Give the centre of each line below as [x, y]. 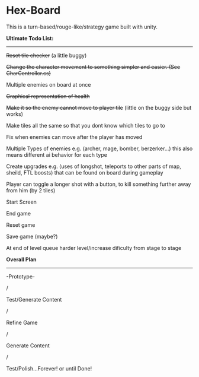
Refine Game [22, 322]
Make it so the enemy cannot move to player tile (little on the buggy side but [99, 107]
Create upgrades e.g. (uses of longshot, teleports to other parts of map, [94, 166]
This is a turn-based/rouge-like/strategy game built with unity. [82, 27]
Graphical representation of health [48, 96]
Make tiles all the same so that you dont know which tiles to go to [86, 125]
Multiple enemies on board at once [49, 84]
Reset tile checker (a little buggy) [46, 55]
